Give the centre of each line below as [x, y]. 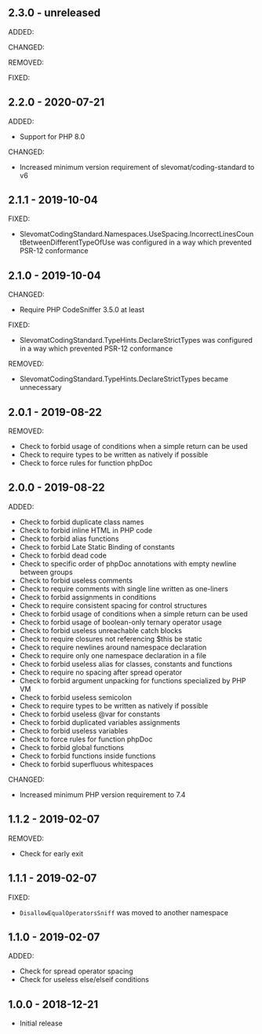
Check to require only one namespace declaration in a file [113, 655]
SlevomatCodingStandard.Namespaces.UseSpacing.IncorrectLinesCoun [136, 234]
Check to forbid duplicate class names [82, 521]
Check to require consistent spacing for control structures [113, 605]
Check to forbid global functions [72, 747]
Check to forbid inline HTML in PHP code [86, 530]
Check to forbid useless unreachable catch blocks [101, 630]
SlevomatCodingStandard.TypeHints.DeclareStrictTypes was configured [136, 340]
